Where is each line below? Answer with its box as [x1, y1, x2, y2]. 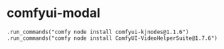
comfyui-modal [6, 5, 101, 21]
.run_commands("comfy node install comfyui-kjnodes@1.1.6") [6, 28, 190, 36]
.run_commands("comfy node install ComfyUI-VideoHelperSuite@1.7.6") [6, 34, 218, 42]
